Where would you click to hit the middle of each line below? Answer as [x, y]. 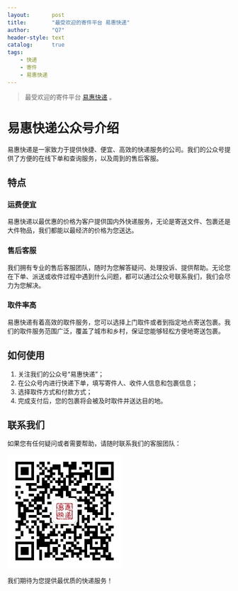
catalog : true [36, 45]
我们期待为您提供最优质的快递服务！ [60, 581]
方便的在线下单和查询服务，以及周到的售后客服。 [91, 158]
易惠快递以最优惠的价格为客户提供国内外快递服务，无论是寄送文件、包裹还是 [119, 222]
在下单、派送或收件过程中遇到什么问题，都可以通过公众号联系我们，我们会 [116, 276]
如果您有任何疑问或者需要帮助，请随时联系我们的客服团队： [94, 443]
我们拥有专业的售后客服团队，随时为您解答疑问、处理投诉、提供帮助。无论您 [119, 267]
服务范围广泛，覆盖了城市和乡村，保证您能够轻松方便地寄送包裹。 [128, 331]
